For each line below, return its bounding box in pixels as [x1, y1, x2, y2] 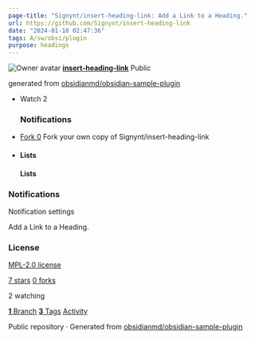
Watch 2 [19, 94, 48, 104]
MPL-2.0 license [8, 260, 62, 270]
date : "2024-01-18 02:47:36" [8, 26, 105, 34]
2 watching [8, 291, 45, 301]
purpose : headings [8, 41, 69, 49]
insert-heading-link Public [62, 63, 151, 73]
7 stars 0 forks [8, 276, 56, 286]
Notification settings [8, 207, 75, 216]
